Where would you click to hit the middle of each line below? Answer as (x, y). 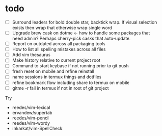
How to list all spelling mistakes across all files (59, 49)
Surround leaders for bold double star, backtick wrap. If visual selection (84, 22)
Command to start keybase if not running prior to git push (70, 66)
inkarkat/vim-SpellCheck (37, 128)
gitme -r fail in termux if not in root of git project (60, 88)
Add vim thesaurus (31, 55)
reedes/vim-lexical (31, 107)
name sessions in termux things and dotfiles (57, 77)
